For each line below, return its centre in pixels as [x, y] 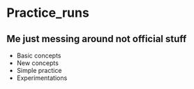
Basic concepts [39, 55]
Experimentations [42, 78]
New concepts [37, 63]
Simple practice [39, 70]
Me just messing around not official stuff [97, 39]
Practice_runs [48, 13]
